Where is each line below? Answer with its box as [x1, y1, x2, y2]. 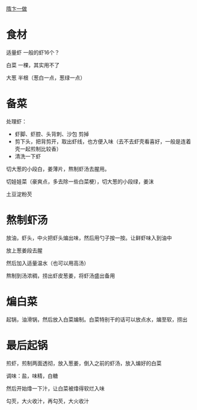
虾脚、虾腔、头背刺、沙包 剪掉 [14, 130, 89, 138]
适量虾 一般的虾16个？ [6, 49, 60, 56]
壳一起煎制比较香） [14, 145, 62, 152]
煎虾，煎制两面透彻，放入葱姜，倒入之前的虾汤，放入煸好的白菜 [6, 360, 162, 367]
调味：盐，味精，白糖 [6, 372, 58, 379]
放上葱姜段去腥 [6, 247, 43, 254]
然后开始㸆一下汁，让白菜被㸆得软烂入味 [6, 384, 105, 392]
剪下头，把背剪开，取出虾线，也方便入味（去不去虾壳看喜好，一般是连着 [14, 138, 191, 145]
